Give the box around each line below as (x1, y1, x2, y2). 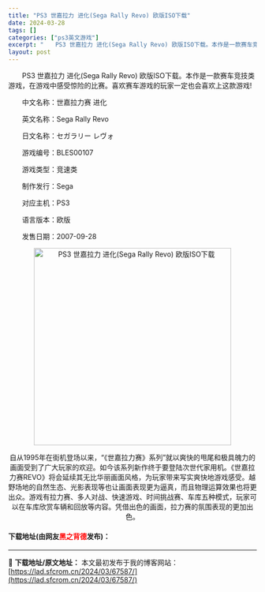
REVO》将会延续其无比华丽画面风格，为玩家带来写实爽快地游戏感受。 (23, 473, 249, 481)
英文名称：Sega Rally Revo (21, 114, 109, 123)
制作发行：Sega (21, 182, 73, 190)
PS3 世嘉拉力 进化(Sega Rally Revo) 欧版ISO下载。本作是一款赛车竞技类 (21, 71, 255, 80)
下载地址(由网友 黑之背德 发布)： (8, 531, 110, 541)
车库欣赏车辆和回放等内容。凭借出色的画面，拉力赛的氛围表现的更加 (24, 502, 247, 511)
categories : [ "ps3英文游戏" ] (8, 33, 99, 42)
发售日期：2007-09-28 (21, 232, 97, 241)
